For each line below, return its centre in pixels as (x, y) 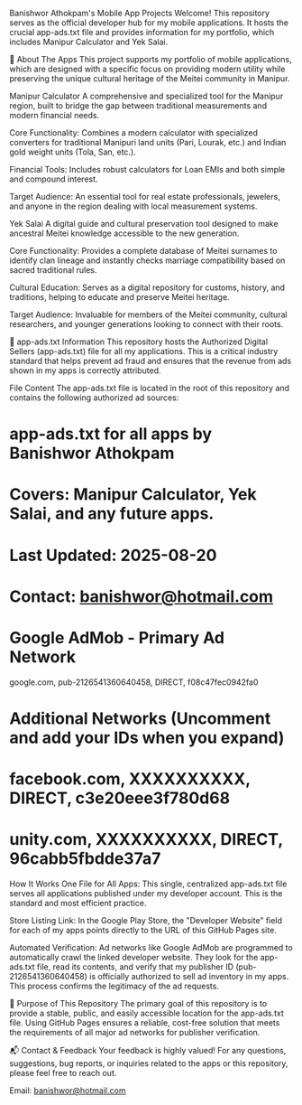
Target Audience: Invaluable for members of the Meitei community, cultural (148, 314)
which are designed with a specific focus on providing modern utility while (147, 69)
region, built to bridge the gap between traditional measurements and (138, 106)
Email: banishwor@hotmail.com (68, 1091)
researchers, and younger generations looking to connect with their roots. (146, 324)
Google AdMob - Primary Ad (117, 637)
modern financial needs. (55, 115)
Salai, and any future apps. (112, 514)
